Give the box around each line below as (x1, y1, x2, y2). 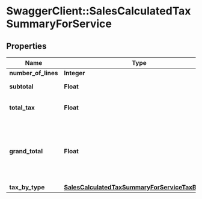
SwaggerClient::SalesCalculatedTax (6, 4, 191, 18)
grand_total (9, 147, 43, 155)
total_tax (9, 103, 35, 112)
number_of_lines (9, 69, 58, 77)
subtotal (9, 82, 34, 91)
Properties (6, 41, 47, 51)
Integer (64, 69, 85, 77)
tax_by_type (9, 183, 45, 191)
